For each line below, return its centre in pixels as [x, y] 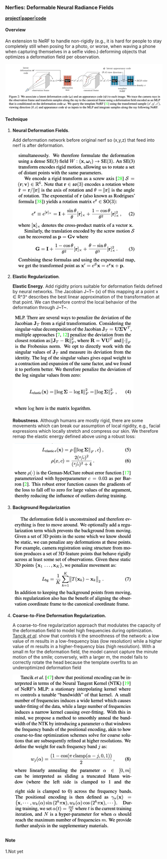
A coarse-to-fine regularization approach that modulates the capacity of [86, 625]
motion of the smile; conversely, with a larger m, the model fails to [80, 657]
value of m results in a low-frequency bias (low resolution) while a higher [87, 641]
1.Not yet [14, 852]
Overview [15, 29]
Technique [16, 119]
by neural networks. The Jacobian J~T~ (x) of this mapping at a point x [85, 291]
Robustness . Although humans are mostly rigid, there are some [78, 420]
